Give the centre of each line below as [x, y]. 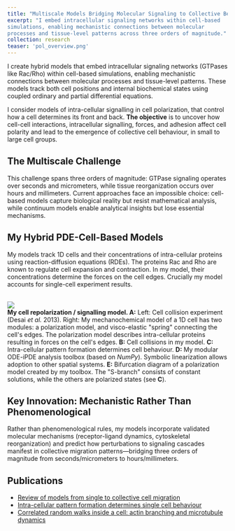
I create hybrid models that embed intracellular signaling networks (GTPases [117, 66]
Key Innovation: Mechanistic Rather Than [99, 401]
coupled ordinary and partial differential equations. [80, 96]
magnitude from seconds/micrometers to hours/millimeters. [93, 459]
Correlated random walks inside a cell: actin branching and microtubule [120, 513]
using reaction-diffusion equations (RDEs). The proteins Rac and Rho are [112, 262]
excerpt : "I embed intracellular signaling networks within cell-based [114, 20]
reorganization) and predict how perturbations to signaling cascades [106, 444]
